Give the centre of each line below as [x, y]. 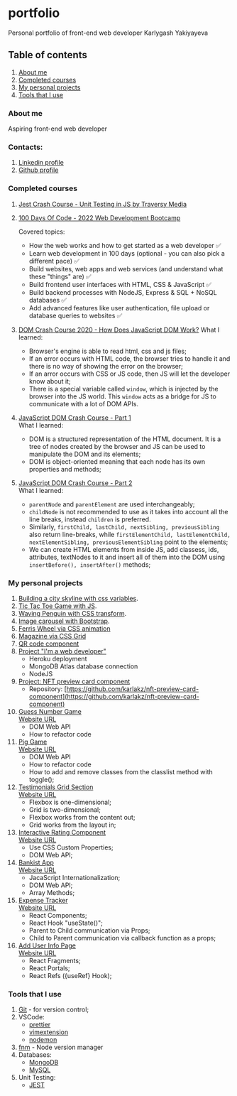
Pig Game [33, 742]
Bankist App [36, 862]
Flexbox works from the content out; [82, 817]
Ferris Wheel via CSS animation [64, 628]
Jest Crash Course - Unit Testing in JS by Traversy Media [103, 204]
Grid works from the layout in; [72, 825]
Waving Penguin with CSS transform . [72, 613]
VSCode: [31, 1017]
